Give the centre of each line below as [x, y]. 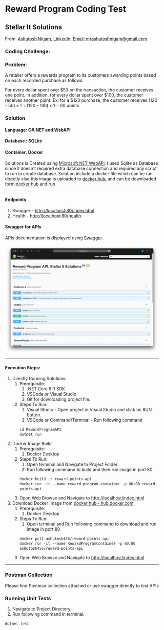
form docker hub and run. [31, 184]
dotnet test [17, 624]
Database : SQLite [24, 141]
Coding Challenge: [28, 51]
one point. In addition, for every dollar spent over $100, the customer [74, 95]
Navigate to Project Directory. [42, 609]
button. [34, 415]
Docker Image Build [32, 444]
